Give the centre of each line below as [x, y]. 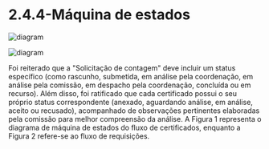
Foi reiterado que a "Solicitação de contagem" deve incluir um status [122, 68]
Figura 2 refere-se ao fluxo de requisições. [79, 136]
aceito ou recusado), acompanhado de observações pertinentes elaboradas [134, 111]
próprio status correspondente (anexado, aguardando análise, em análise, [130, 102]
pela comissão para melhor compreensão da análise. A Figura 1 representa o [135, 119]
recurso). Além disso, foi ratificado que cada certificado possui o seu [122, 93]
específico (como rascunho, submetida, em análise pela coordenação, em [131, 76]
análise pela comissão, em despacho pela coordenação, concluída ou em [130, 85]
